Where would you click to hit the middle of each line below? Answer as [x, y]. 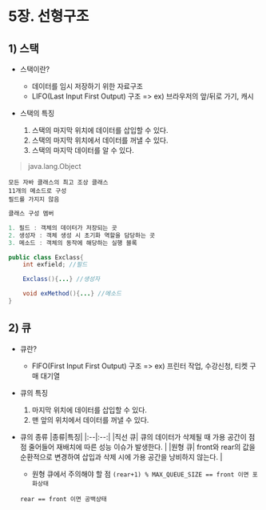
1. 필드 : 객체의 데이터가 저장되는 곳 [63, 228]
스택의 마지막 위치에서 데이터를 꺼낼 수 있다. [100, 140]
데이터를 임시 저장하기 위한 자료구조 [87, 86]
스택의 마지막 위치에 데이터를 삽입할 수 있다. [100, 130]
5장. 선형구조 [49, 16]
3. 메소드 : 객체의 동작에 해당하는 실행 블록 [73, 243]
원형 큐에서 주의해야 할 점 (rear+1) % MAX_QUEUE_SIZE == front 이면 [140, 474]
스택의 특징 [37, 113]
